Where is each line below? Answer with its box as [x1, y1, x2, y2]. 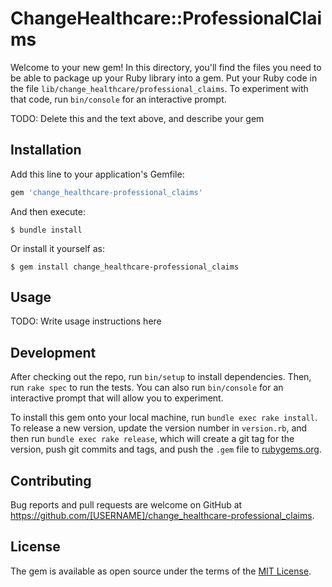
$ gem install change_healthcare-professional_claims [10, 262, 240, 272]
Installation [10, 142, 82, 159]
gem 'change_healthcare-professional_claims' [10, 187, 203, 197]
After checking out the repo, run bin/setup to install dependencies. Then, [10, 371, 312, 383]
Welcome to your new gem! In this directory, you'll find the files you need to [10, 61, 322, 73]
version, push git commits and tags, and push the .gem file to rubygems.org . [10, 443, 323, 456]
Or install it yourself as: [10, 242, 105, 254]
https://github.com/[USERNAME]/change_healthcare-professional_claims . [10, 510, 315, 522]
